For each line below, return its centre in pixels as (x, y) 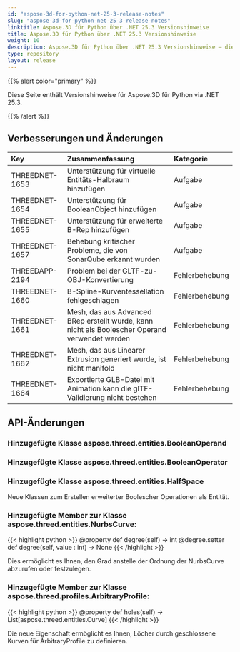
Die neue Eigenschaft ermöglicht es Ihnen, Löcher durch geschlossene (112, 633)
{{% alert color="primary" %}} (52, 81)
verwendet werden (99, 338)
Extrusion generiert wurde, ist (116, 359)
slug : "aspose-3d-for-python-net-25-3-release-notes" (89, 21)
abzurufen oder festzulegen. (49, 569)
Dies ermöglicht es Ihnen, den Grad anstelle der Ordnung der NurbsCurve (116, 561)
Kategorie (191, 159)
